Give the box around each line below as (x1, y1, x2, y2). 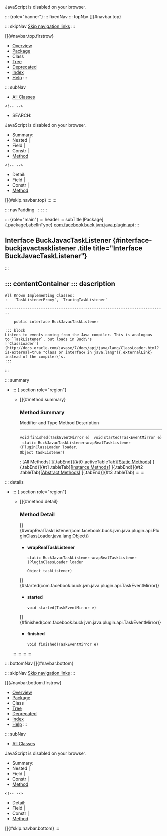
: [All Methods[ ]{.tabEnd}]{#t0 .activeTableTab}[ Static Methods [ (19, 459, 152, 465)
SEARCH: (12, 112, 32, 118)
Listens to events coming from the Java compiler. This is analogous (5, 332, 153, 337)
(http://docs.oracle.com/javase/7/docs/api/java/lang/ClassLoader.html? (5, 345, 159, 350)
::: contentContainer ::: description (5, 280, 116, 288)
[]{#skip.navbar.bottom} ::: (5, 825, 60, 831)
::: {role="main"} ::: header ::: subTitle (5, 217, 82, 222)
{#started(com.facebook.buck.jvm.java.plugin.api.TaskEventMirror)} (19, 583, 159, 589)
